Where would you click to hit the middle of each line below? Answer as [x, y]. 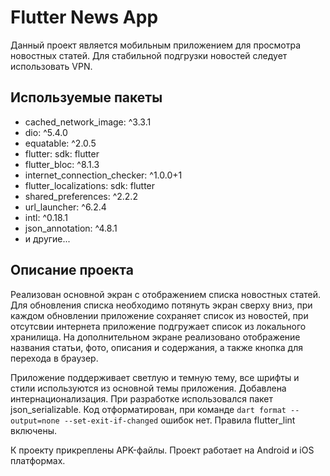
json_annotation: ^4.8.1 [71, 228]
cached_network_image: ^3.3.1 [88, 122]
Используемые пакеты [86, 97]
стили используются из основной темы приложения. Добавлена [148, 388]
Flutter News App [84, 17]
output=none [35, 421]
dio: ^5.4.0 [46, 132]
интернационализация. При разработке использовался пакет [141, 398]
